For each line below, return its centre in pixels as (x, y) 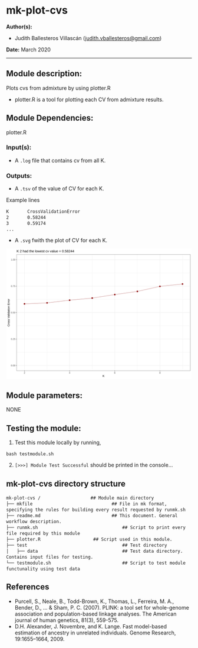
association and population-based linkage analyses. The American (95, 614)
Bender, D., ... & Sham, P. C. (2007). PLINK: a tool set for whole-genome (102, 607)
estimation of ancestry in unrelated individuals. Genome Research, (95, 633)
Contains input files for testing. (50, 557)
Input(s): (19, 147)
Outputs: (19, 176)
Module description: (44, 74)
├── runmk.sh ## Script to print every (96, 527)
